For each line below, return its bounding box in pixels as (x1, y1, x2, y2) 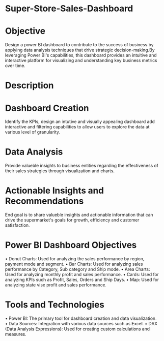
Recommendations (5, 195, 84, 207)
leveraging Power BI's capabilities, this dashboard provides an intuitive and (5, 52, 157, 58)
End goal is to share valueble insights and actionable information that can (5, 212, 153, 218)
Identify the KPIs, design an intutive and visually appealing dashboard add (5, 119, 155, 124)
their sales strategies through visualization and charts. (5, 168, 115, 174)
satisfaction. (5, 222, 30, 228)
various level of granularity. (5, 129, 60, 135)
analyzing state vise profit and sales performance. (5, 282, 107, 288)
